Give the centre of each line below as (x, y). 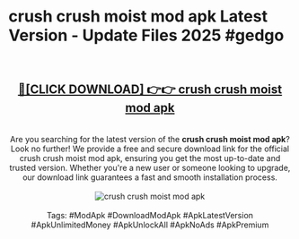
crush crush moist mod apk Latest (138, 17)
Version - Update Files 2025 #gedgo (146, 35)
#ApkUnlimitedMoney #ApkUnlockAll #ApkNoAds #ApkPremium (150, 225)
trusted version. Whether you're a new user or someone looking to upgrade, (150, 167)
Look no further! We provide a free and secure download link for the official (150, 149)
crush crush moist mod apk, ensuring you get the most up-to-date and (150, 158)
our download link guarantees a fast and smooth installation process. (150, 177)
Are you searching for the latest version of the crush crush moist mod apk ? (150, 139)
